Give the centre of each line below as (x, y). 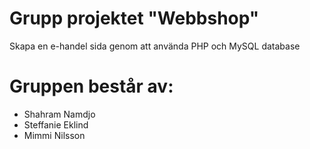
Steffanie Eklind (56, 124)
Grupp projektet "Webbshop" (134, 18)
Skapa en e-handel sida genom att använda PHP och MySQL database (155, 46)
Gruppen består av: (91, 86)
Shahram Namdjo (59, 114)
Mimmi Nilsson (54, 135)
